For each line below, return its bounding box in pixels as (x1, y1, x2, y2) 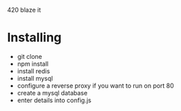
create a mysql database (17, 88, 88, 97)
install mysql (17, 74, 53, 82)
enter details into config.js (17, 96, 92, 104)
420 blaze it (7, 6, 41, 14)
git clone (17, 52, 43, 60)
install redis (17, 66, 50, 75)
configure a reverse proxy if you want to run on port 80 (17, 82, 174, 90)
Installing (7, 30, 62, 45)
